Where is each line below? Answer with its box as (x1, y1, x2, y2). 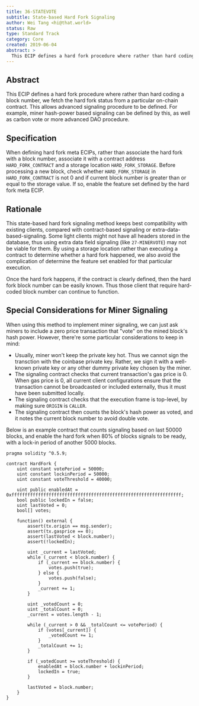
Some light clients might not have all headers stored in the (48, 232, 190, 239)
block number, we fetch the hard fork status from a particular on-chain (6, 97, 179, 104)
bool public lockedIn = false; (17, 497, 94, 503)
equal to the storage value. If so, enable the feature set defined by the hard (6, 181, 190, 188)
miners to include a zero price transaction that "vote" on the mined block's (6, 327, 188, 335)
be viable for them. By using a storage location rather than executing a (6, 245, 178, 253)
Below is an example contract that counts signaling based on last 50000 (6, 426, 182, 433)
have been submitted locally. (14, 389, 85, 396)
